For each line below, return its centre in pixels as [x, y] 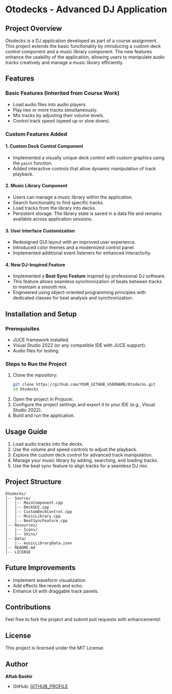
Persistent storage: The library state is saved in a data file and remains [87, 213]
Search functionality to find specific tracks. [58, 203]
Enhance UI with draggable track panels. [56, 591]
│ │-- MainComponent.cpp [34, 503]
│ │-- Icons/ [22, 529]
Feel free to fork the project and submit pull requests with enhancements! [83, 620]
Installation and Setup [41, 314]
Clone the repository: [35, 375]
